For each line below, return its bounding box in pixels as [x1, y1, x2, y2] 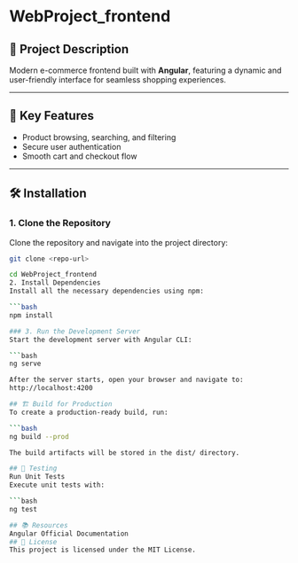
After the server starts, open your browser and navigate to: [9, 375, 244, 385]
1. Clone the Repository [9, 217, 111, 230]
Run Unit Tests [9, 473, 66, 481]
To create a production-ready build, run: [9, 408, 169, 417]
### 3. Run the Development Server [9, 326, 141, 336]
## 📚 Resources [9, 520, 68, 529]
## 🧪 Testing [9, 464, 58, 473]
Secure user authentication [21, 141, 122, 152]
